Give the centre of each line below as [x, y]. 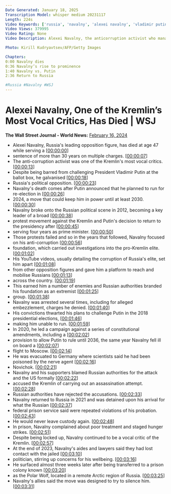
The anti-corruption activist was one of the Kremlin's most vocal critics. [88, 161]
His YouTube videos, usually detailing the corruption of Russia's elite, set [89, 258]
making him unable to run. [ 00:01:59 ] [51, 324]
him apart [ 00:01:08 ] [34, 264]
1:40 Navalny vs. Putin [31, 71]
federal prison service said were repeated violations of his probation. [85, 410]
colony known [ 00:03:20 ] [39, 470]
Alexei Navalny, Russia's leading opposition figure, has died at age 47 [85, 145]
